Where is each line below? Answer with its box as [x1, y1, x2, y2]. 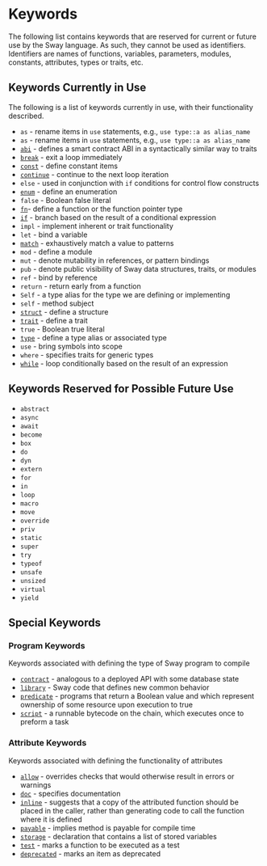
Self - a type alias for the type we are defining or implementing [19, 289, 231, 299]
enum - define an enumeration [19, 187, 118, 196]
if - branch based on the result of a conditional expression [19, 212, 216, 222]
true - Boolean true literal [19, 324, 105, 334]
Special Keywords [8, 615, 101, 629]
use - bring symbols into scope [19, 341, 123, 351]
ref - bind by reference [19, 272, 98, 282]
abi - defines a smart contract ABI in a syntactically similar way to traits [19, 143, 257, 154]
